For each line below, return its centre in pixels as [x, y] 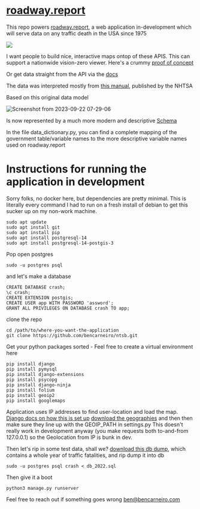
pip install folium [31, 390]
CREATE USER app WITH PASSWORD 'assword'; [60, 303]
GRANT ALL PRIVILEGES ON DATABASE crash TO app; [68, 308]
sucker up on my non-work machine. [52, 211]
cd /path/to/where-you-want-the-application [63, 330]
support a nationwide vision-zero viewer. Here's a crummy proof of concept [100, 62]
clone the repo [24, 319]
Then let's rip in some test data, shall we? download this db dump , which [96, 449]
